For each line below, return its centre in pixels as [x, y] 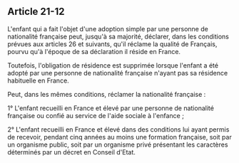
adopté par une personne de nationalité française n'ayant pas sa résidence [118, 73]
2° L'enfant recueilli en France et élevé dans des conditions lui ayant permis [118, 129]
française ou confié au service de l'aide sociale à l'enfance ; [96, 115]
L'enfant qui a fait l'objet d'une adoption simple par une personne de [108, 28]
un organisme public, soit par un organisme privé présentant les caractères [118, 144]
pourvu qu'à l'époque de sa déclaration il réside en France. [94, 51]
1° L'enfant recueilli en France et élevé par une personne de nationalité [111, 108]
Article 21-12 [36, 12]
